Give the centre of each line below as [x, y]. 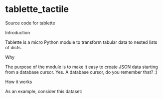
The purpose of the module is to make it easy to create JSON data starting [81, 67]
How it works [19, 82]
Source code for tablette [30, 23]
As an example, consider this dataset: [44, 91]
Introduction [18, 32]
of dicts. [14, 47]
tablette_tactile [37, 9]
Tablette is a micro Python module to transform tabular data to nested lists [81, 42]
